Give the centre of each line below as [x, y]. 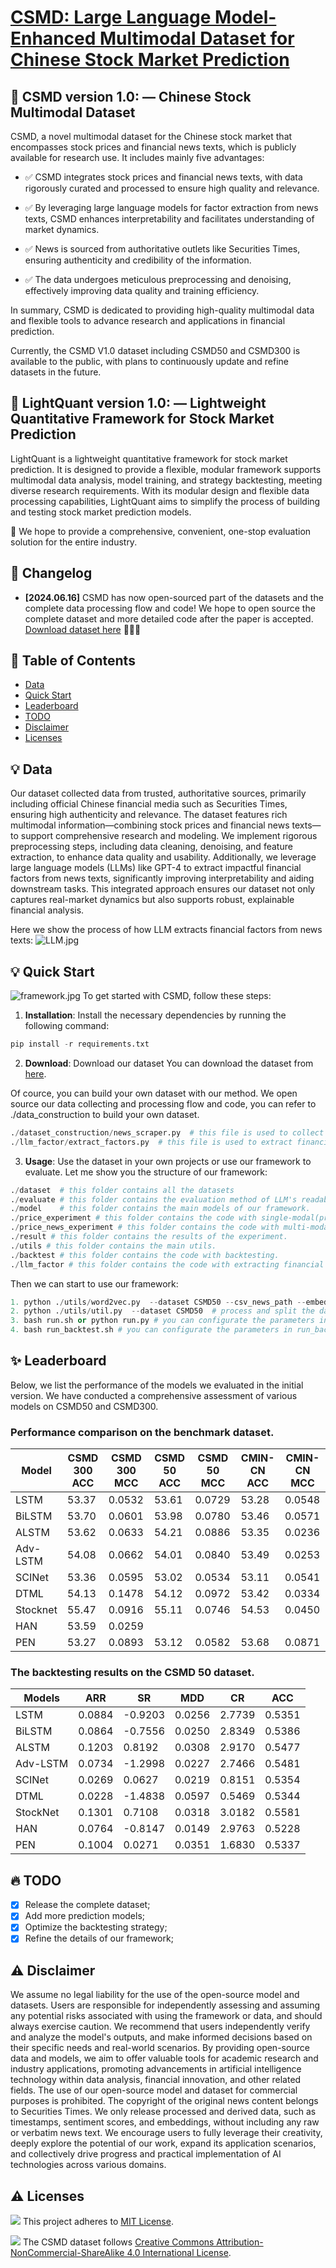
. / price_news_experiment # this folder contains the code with [145, 1227]
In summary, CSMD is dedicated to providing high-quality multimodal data [162, 310]
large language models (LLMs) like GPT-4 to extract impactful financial [156, 868]
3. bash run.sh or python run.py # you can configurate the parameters [162, 1321]
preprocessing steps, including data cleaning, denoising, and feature [151, 847]
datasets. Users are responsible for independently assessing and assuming [165, 2005]
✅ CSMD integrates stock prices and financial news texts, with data [163, 177]
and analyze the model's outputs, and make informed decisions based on [161, 2037]
